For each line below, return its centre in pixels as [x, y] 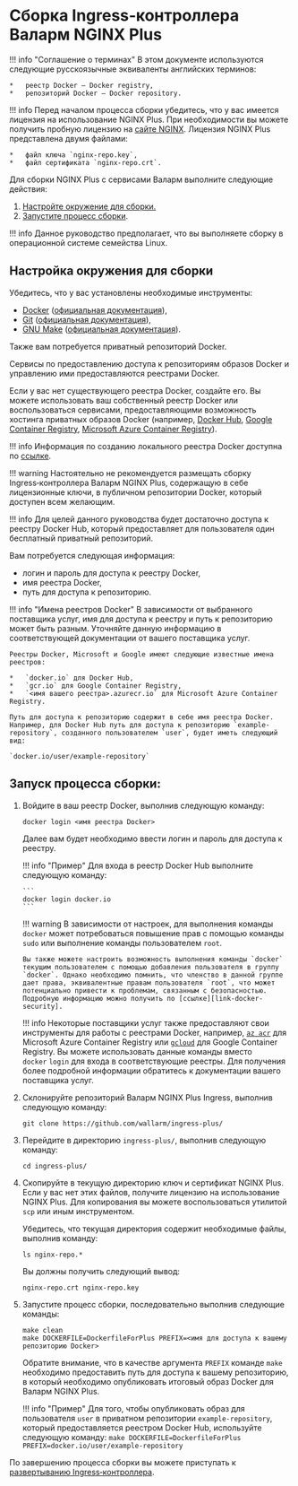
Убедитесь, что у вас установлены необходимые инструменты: [131, 292]
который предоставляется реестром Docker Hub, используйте [142, 1428]
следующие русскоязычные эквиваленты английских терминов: [133, 69]
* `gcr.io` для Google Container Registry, [95, 686]
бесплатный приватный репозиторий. [81, 538]
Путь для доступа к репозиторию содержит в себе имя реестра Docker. [142, 717]
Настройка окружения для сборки [111, 271]
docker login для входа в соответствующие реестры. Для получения [154, 1061]
